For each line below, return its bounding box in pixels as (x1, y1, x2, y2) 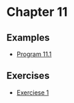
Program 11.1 (16, 50, 52, 58)
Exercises (6, 70, 50, 82)
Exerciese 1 (16, 88, 49, 97)
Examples (6, 32, 50, 44)
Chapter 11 (6, 4, 68, 20)
